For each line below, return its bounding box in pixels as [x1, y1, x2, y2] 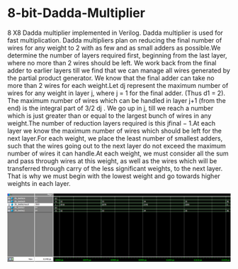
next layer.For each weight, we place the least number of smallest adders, [7, 133, 223, 143]
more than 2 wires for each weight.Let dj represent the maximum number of [7, 81, 229, 89]
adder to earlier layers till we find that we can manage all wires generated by [7, 66, 230, 75]
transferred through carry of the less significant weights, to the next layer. [7, 164, 223, 172]
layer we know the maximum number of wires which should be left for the [7, 126, 222, 135]
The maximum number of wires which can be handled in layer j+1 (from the [7, 96, 227, 104]
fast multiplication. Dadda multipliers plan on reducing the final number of [7, 35, 222, 44]
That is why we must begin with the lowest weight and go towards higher [7, 172, 221, 180]
